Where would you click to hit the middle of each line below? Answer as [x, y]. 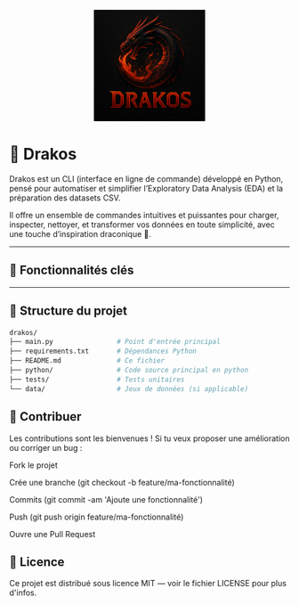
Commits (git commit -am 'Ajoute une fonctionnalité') [106, 499]
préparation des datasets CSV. [65, 198]
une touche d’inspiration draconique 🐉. [81, 233]
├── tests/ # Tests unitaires [97, 380]
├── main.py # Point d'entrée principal [115, 342]
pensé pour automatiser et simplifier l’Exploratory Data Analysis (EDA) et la [146, 188]
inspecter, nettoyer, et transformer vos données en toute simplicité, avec [142, 225]
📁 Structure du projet [68, 311]
